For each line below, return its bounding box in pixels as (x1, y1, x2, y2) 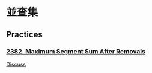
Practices (6, 29, 43, 39)
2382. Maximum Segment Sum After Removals (6, 47, 146, 55)
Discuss (6, 61, 26, 68)
